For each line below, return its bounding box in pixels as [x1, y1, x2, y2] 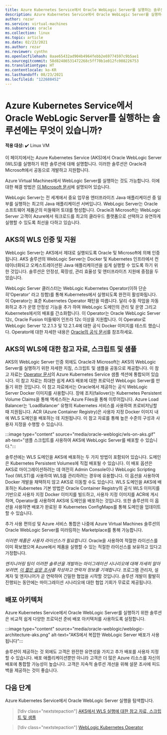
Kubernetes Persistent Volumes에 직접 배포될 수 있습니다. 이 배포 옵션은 [10, 460, 153, 467]
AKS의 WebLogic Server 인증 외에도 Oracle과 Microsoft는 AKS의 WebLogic [5, 359, 157, 365]
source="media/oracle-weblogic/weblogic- [55, 626, 144, 632]
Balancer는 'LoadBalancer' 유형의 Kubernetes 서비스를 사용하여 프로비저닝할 [5, 403, 158, 409]
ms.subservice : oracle [5, 26, 52, 31]
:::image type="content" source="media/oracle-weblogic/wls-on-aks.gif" [5, 431, 156, 437]
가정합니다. [5, 550, 27, 556]
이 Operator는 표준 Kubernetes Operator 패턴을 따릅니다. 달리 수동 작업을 [5, 297, 150, 303]
